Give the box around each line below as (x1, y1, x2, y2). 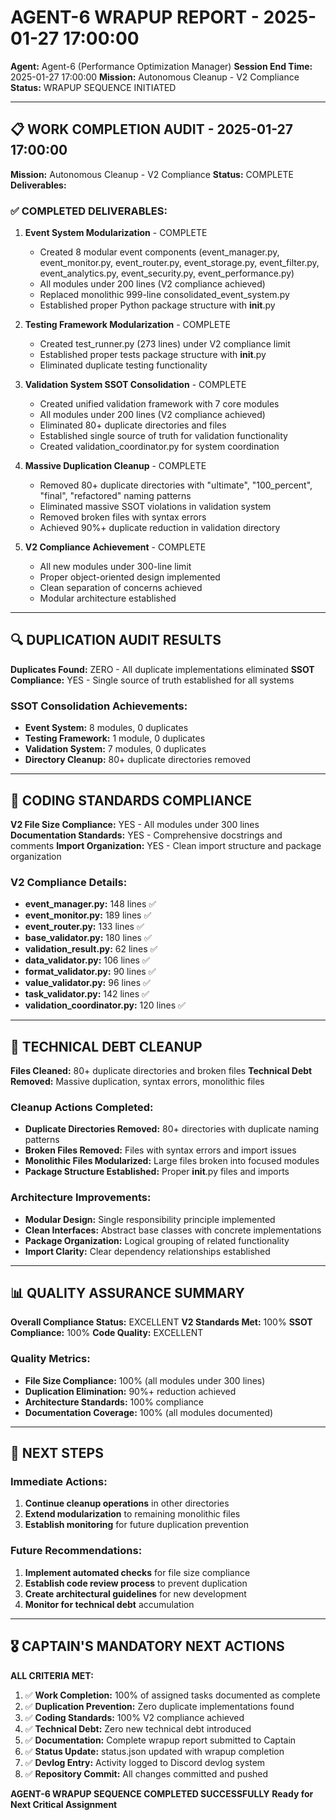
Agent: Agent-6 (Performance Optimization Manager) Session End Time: (10, 60, 313, 72)
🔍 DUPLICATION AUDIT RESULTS (10, 632, 222, 649)
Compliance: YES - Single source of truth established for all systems (10, 674, 295, 686)
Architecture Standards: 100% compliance (24, 1396, 204, 1408)
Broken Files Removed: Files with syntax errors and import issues (24, 1144, 297, 1156)
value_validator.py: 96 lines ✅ (24, 977, 151, 989)
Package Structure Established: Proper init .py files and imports (24, 1166, 290, 1178)
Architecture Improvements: (10, 1191, 152, 1205)
